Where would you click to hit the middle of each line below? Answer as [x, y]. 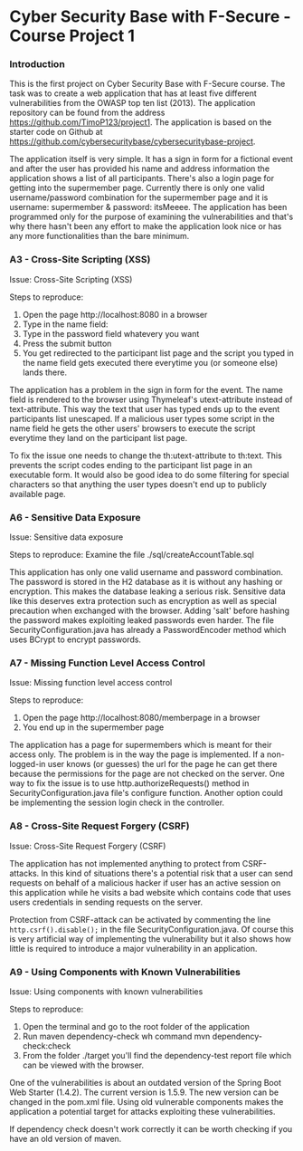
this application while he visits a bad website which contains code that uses [150, 892]
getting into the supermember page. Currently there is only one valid [137, 188]
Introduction [37, 64]
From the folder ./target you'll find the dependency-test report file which [157, 1055]
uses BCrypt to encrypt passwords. [76, 639]
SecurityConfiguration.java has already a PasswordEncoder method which [148, 630]
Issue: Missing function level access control [91, 683]
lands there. [45, 372]
